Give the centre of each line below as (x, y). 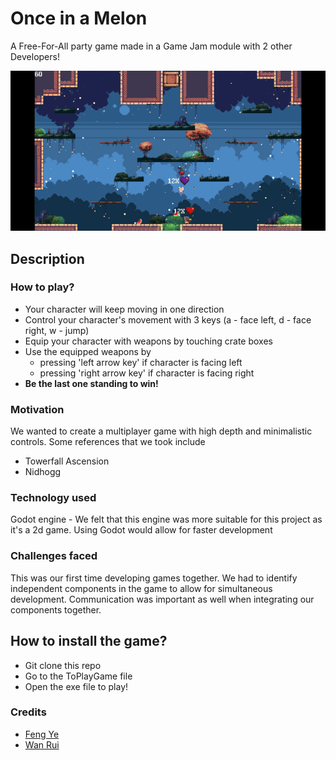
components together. (56, 609)
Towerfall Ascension (67, 461)
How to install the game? (89, 641)
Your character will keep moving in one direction (124, 309)
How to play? (42, 287)
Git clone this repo (63, 665)
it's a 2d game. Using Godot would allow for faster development (141, 530)
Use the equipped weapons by (88, 351)
